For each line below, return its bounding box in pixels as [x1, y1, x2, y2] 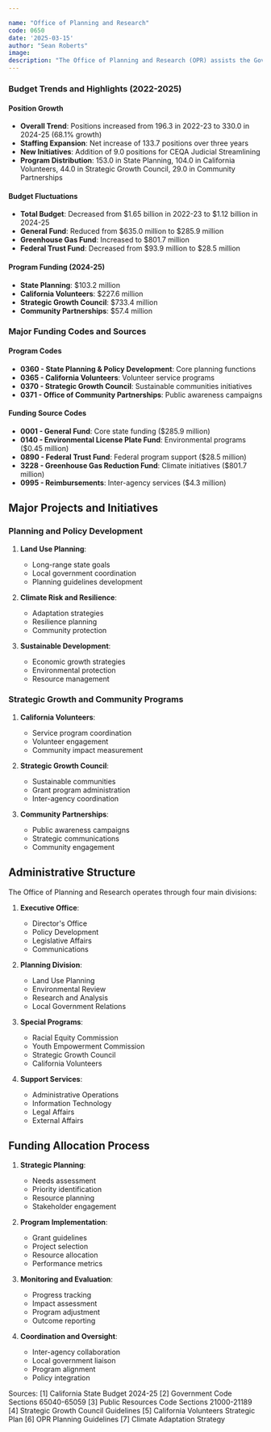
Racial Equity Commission [31, 1033, 119, 1042]
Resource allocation [31, 1250, 98, 1260]
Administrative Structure [8, 866, 135, 880]
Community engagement [31, 842, 115, 851]
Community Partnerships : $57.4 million [19, 306, 153, 315]
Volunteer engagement [31, 737, 109, 746]
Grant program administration [31, 785, 131, 795]
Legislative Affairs [31, 936, 93, 945]
